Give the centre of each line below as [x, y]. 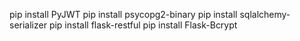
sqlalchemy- [265, 14]
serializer [28, 25]
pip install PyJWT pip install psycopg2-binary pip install [123, 14]
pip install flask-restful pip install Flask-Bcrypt [143, 25]
